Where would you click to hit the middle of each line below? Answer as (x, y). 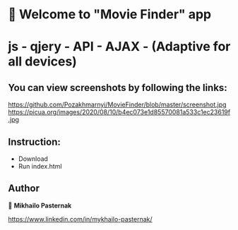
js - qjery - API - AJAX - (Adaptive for (119, 47)
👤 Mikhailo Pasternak (40, 205)
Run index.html (40, 166)
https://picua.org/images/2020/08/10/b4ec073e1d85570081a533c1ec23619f (119, 112)
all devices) (42, 62)
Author (24, 189)
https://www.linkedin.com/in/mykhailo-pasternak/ (80, 219)
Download (33, 159)
